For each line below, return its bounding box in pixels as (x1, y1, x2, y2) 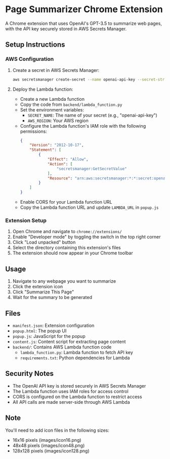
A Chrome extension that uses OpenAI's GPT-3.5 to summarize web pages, (5, 20, 162, 26)
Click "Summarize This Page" (12, 289, 74, 295)
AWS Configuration (5, 56, 54, 63)
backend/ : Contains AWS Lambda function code (12, 343, 112, 350)
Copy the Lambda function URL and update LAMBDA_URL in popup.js (20, 204, 159, 210)
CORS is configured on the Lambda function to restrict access (12, 394, 143, 400)
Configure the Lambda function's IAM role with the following (20, 123, 146, 129)
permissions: (20, 128, 47, 134)
